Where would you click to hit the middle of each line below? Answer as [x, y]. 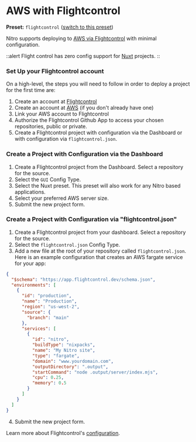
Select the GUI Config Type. [48, 179]
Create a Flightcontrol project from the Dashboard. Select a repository [99, 167]
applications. [30, 192]
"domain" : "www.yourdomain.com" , [73, 361]
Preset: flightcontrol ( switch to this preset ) [60, 27]
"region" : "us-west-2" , [51, 307]
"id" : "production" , [47, 296]
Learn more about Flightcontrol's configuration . [63, 433]
